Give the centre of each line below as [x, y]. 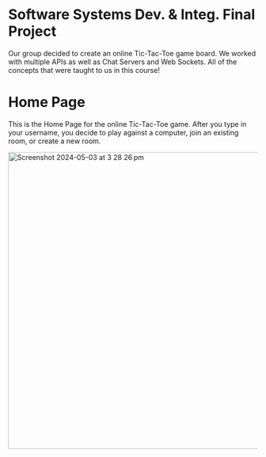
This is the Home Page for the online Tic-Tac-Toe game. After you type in [127, 124]
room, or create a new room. [55, 141]
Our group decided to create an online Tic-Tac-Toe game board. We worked [132, 53]
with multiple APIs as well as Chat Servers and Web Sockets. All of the [123, 62]
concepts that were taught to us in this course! [84, 70]
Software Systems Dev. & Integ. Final [132, 15]
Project [32, 31]
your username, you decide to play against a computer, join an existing [123, 132]
